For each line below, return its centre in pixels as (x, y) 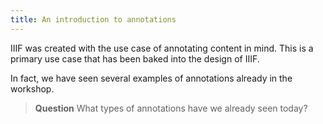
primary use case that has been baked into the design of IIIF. (135, 58)
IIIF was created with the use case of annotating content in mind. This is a (162, 48)
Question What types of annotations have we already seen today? (171, 108)
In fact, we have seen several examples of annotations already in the (151, 78)
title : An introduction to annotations (93, 19)
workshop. (32, 88)
